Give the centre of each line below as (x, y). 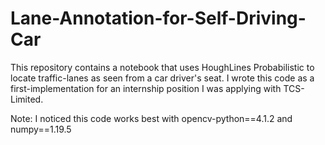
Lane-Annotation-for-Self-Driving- (158, 18)
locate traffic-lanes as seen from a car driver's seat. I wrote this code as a (162, 78)
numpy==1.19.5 (41, 129)
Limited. (27, 99)
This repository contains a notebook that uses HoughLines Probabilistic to (162, 67)
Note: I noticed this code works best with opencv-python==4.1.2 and (151, 118)
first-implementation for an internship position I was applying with (146, 88)
